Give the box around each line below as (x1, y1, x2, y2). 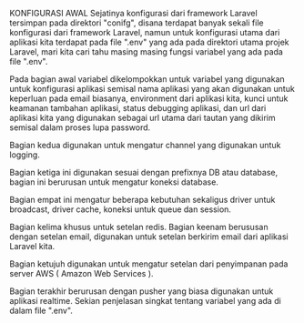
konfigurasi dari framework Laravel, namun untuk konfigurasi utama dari (9, 27, 280, 37)
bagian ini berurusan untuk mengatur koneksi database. (9, 177, 218, 187)
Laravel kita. (9, 241, 56, 251)
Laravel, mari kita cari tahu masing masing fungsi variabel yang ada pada (9, 46, 284, 57)
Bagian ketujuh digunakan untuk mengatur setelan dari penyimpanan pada (9, 258, 289, 269)
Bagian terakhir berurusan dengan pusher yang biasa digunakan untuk (9, 286, 274, 297)
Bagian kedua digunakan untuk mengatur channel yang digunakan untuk (9, 140, 281, 150)
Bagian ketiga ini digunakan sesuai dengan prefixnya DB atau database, (9, 167, 279, 177)
